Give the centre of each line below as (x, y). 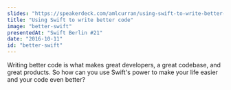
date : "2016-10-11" (35, 39)
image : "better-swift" (40, 26)
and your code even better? (46, 79)
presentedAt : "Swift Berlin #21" (55, 33)
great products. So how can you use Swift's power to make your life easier (113, 72)
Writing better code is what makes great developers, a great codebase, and (114, 65)
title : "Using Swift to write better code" (70, 20)
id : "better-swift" (35, 45)
